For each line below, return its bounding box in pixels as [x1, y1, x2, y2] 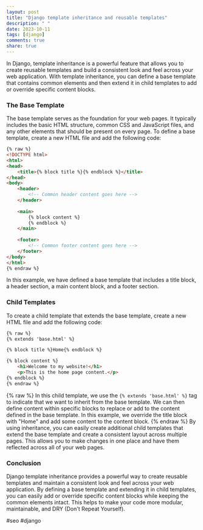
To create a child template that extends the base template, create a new [6, 312, 187, 319]
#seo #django [6, 517, 41, 525]
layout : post [6, 9, 40, 15]
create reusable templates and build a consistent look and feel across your [6, 66, 194, 73]
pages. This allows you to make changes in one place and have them [6, 437, 180, 445]
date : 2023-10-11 [6, 26, 51, 32]
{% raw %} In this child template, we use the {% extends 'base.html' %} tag [6, 391, 198, 399]
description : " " [6, 20, 51, 26]
